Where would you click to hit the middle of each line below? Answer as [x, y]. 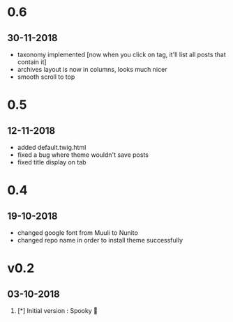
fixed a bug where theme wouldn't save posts [83, 155]
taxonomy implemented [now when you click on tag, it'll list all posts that [122, 54]
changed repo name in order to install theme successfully [100, 240]
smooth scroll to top [46, 77]
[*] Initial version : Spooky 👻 [57, 310]
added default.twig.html [52, 147]
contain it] [32, 62]
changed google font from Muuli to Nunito [77, 233]
